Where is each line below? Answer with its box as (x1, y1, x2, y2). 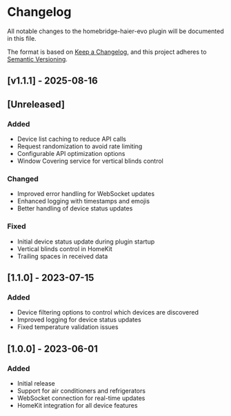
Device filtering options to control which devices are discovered (17, 308, 199, 317)
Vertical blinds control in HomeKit (17, 244, 112, 252)
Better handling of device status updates (17, 204, 133, 212)
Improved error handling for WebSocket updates (17, 190, 155, 198)
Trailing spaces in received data (17, 252, 108, 260)
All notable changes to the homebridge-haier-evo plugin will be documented (7, 27, 224, 35)
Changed (7, 174, 39, 184)
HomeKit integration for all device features (17, 401, 138, 409)
